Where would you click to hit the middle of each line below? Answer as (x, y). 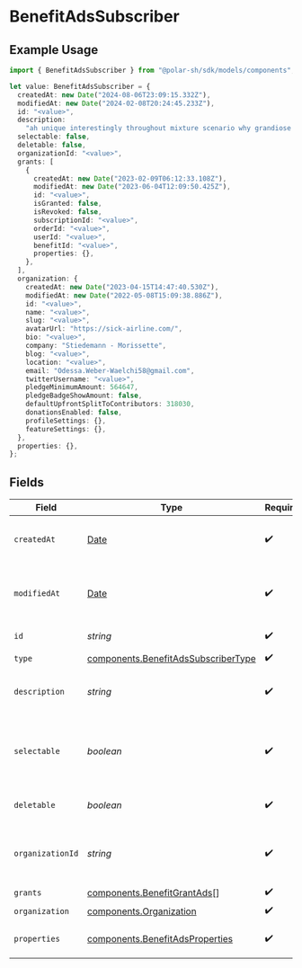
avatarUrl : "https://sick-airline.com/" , (104, 329)
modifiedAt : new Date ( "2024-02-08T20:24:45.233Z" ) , (116, 103)
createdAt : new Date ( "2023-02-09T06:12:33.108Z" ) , (130, 178)
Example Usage (54, 50)
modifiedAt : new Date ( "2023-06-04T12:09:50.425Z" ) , (132, 187)
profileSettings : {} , (66, 421)
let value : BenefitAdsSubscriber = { (80, 86)
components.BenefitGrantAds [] (153, 893)
